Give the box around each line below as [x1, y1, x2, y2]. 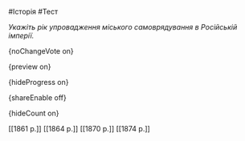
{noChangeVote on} [8, 46, 74, 55]
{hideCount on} [8, 108, 59, 118]
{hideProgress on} [8, 78, 69, 87]
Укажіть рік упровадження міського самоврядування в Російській [8, 22, 238, 31]
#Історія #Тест [8, 7, 59, 16]
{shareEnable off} [8, 93, 67, 103]
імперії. [8, 31, 35, 40]
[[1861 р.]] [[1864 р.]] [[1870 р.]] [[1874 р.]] [8, 124, 150, 133]
